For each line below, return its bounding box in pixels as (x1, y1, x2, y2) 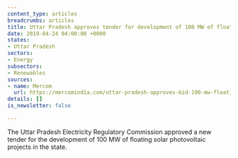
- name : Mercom (7, 83, 52, 90)
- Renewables (7, 69, 46, 76)
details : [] (7, 96, 42, 103)
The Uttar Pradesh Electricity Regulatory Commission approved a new (7, 128, 212, 136)
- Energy (7, 56, 33, 63)
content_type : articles (7, 10, 78, 18)
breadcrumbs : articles (7, 17, 74, 24)
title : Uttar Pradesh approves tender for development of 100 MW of (7, 23, 214, 30)
